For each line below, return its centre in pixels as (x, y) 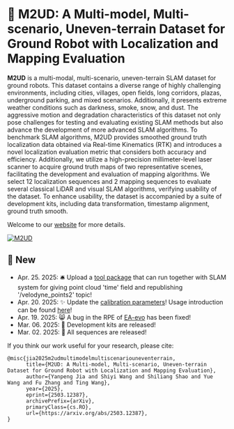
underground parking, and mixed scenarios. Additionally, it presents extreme (117, 100)
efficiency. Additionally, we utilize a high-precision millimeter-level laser (110, 159)
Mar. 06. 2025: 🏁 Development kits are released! (87, 325)
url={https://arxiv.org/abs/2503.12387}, (87, 413)
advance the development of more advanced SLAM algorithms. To (102, 130)
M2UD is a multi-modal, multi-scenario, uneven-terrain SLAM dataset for (112, 78)
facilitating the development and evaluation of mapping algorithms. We (109, 174)
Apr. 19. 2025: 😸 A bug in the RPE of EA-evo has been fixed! (104, 317)
